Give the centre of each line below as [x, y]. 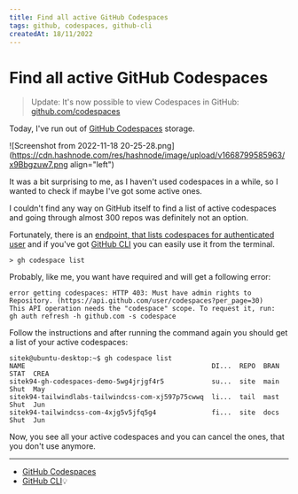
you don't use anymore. [52, 446]
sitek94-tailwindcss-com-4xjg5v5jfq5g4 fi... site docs [144, 413]
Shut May [27, 390]
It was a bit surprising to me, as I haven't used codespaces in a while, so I [144, 181]
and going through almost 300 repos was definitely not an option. [129, 218]
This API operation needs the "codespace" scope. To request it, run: [142, 309]
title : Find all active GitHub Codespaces [89, 17]
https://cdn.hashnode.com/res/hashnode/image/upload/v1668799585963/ [149, 155]
